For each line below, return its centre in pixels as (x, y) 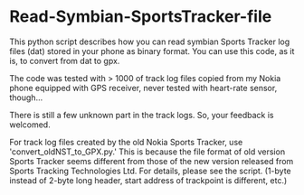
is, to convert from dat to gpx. (65, 60)
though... (26, 97)
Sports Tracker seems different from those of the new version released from (152, 161)
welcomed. (30, 125)
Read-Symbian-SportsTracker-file (141, 17)
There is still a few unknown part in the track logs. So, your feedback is (142, 115)
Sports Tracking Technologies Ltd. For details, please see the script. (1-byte (150, 171)
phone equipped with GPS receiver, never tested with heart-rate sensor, (143, 88)
